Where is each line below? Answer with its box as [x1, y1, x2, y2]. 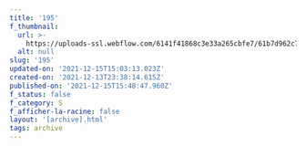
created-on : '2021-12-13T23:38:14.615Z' [9, 73, 166, 82]
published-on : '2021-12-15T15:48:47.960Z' [9, 81, 173, 90]
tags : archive [9, 124, 64, 133]
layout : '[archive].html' [9, 115, 107, 124]
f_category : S [9, 98, 64, 108]
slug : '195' [9, 56, 55, 65]
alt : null [17, 47, 55, 57]
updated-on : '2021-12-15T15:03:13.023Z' [9, 65, 166, 74]
